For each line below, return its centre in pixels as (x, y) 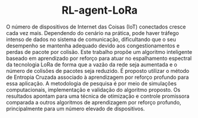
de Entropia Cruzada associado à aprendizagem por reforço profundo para (98, 77)
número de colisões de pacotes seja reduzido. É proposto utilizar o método (98, 71)
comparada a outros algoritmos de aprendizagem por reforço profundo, (94, 102)
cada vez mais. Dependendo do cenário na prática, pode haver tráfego (92, 33)
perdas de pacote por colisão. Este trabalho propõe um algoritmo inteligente (99, 52)
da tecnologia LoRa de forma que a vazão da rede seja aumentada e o (92, 64)
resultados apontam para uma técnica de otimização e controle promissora (98, 96)
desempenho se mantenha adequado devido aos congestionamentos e (93, 46)
